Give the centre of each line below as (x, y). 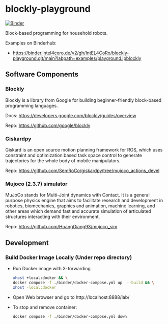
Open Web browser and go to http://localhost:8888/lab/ (71, 297)
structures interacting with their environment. (53, 217)
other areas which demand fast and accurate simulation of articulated (78, 211)
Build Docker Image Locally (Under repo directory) (69, 257)
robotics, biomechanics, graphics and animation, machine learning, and (80, 206)
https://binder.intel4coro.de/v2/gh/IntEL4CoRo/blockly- (71, 53)
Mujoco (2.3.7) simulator (36, 184)
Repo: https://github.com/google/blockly (48, 125)
